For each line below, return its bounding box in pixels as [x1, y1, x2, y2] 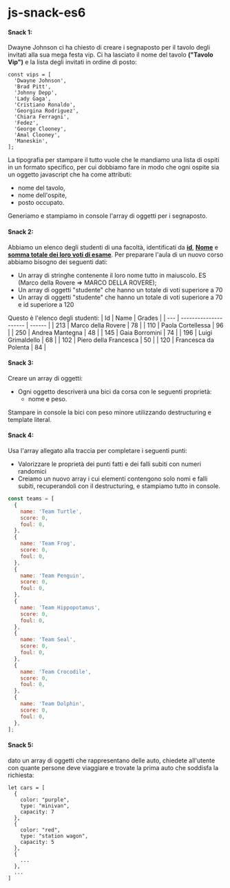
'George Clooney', [14, 125, 67, 132]
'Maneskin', [14, 138, 49, 145]
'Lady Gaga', [14, 95, 52, 103]
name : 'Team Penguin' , [20, 572, 85, 579]
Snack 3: [8, 359, 34, 367]
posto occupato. [17, 199, 65, 207]
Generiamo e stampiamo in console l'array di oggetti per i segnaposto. [8, 212, 208, 220]
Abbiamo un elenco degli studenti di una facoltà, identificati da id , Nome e [8, 243, 219, 251]
